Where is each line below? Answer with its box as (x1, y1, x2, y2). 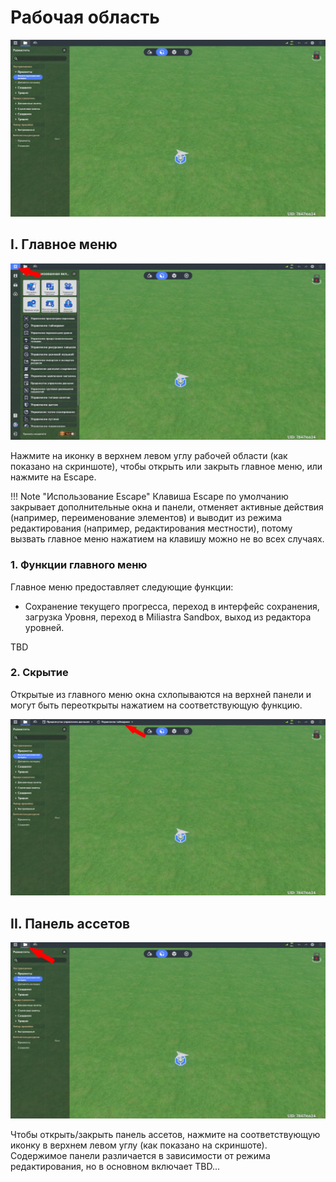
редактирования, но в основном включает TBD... (10, 1160, 221, 1172)
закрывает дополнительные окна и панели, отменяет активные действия (10, 501, 324, 513)
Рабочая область (10, 6, 160, 29)
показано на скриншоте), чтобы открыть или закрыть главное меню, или (10, 461, 323, 473)
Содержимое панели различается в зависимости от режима (10, 1149, 271, 1161)
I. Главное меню (10, 236, 118, 253)
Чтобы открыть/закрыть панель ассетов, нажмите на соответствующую (10, 1128, 321, 1140)
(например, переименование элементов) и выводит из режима (10, 512, 283, 524)
